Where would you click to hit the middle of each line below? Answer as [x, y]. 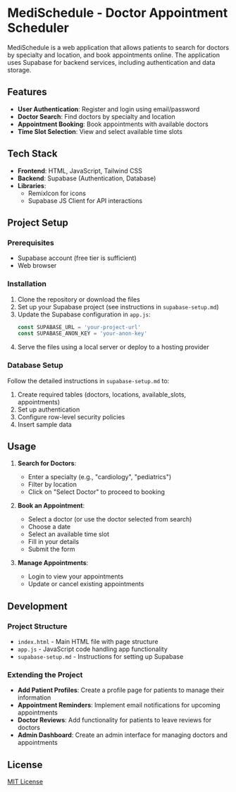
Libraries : [32, 185]
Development [38, 606]
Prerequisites [31, 242]
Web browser [37, 266]
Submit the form [51, 549]
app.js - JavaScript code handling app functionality [92, 649]
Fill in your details [54, 542]
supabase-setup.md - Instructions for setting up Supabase [100, 657]
